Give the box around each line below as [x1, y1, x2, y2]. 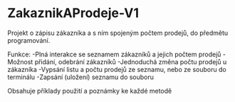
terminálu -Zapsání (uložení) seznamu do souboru [7, 73, 155, 81]
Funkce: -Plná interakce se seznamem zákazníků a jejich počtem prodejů [7, 50, 221, 58]
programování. [7, 36, 51, 44]
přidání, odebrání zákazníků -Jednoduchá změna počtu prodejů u [34, 57, 227, 66]
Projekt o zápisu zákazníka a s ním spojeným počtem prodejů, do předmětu [7, 29, 229, 37]
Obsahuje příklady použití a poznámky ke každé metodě [7, 86, 172, 95]
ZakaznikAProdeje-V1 [7, 5, 139, 21]
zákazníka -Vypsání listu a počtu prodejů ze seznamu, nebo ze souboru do [7, 65, 226, 73]
